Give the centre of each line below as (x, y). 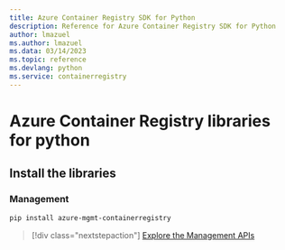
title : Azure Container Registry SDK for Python (102, 18)
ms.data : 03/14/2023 (48, 51)
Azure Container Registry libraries (140, 120)
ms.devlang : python (46, 69)
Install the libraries (63, 174)
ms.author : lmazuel (46, 43)
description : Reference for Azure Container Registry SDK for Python (143, 26)
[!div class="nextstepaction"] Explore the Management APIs (143, 235)
